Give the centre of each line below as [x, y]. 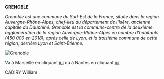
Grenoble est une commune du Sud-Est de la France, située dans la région [82, 17]
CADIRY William [21, 72]
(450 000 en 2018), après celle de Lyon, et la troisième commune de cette [81, 38]
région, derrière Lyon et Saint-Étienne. [44, 43]
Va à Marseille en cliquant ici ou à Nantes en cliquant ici [62, 62]
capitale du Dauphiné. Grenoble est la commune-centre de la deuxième [79, 27]
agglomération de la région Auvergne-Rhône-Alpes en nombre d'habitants [82, 33]
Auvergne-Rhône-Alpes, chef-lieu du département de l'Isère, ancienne [78, 22]
